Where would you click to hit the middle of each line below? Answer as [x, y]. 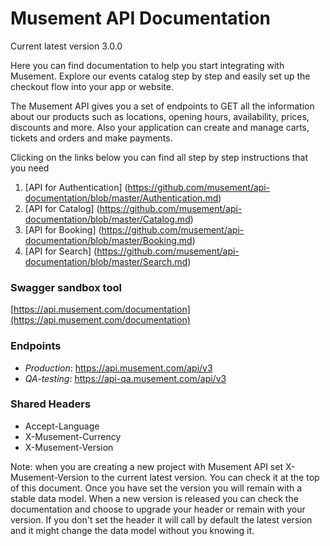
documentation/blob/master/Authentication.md [121, 198]
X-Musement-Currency [73, 436]
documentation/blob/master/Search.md [106, 261]
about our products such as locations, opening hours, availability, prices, [160, 116]
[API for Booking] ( [63, 229]
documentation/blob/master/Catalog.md [107, 219]
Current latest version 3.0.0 [66, 46]
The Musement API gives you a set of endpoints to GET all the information [162, 106]
